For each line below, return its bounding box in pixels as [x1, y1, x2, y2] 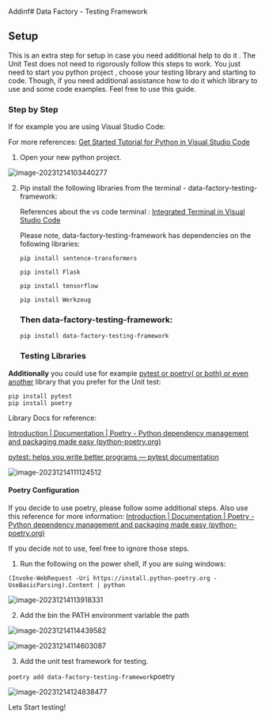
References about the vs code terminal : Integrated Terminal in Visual [19, 207, 245, 217]
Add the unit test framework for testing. [19, 656, 149, 665]
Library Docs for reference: [8, 413, 97, 423]
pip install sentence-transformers [19, 255, 138, 263]
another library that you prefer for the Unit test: [8, 377, 161, 386]
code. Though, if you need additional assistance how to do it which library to [8, 75, 258, 85]
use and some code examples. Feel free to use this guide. [8, 84, 196, 93]
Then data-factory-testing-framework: [19, 314, 173, 325]
